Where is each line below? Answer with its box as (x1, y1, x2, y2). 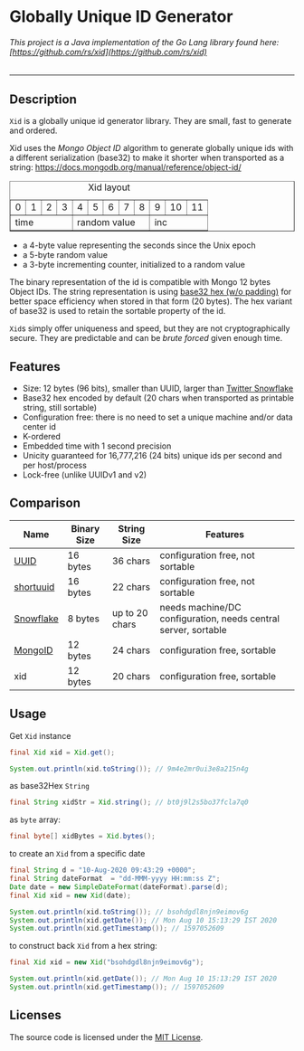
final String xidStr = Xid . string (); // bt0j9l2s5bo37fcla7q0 (9, 798, 249, 807)
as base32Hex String (9, 781, 90, 791)
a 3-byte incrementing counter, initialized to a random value (22, 260, 246, 270)
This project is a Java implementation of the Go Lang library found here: (9, 36, 280, 47)
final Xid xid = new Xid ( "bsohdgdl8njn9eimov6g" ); (9, 958, 204, 967)
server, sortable (159, 623, 227, 636)
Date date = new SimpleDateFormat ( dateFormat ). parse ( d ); (9, 882, 229, 892)
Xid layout (87, 181, 131, 194)
